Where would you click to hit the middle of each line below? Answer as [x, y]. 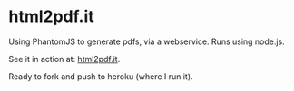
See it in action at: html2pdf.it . [64, 59]
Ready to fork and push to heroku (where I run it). [101, 76]
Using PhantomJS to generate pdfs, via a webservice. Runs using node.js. [147, 41]
